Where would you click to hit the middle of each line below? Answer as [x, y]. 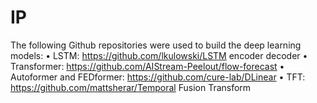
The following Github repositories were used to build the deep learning [156, 45]
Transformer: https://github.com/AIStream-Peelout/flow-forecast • [147, 66]
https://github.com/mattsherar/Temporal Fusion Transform [131, 87]
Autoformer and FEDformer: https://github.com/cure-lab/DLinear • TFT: [158, 77]
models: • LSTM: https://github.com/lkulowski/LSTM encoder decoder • [159, 55]
